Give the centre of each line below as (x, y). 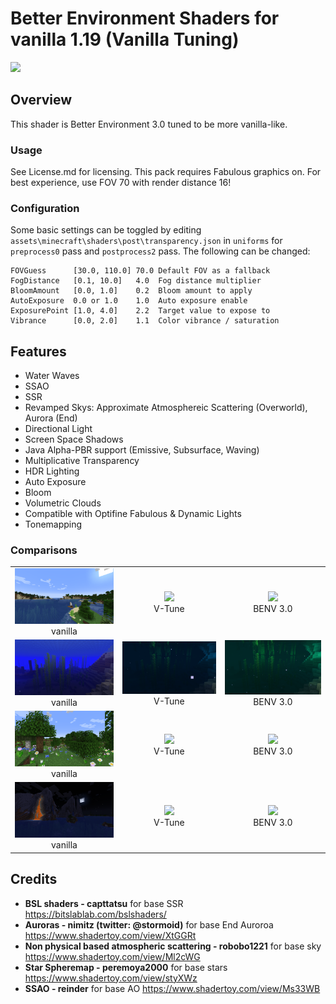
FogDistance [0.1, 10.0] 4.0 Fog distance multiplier (136, 281)
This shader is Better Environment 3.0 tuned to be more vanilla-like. (149, 124)
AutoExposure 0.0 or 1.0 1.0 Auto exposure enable (129, 301)
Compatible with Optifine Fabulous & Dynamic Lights (133, 514)
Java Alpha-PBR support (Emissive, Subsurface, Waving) (142, 450)
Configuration (45, 208)
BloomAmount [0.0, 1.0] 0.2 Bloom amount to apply (131, 291)
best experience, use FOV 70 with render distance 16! (121, 183)
